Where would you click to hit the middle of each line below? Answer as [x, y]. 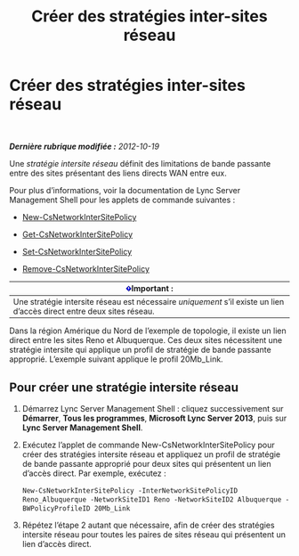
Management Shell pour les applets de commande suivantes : [122, 200]
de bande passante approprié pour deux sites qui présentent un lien [146, 464]
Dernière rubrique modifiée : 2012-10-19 [85, 146]
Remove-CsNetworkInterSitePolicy [85, 268]
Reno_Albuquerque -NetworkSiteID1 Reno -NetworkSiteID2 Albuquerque [152, 500]
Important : [152, 289]
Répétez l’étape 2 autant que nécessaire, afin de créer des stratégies [148, 525]
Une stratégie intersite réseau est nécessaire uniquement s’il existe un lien [149, 301]
